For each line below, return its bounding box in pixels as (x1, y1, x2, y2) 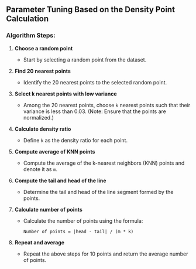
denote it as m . (23, 165, 57, 172)
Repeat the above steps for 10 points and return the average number (23, 250, 188, 257)
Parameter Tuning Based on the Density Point (6, 5, 176, 15)
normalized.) (23, 114, 54, 121)
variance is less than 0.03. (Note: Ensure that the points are (23, 108, 167, 115)
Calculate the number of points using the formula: (23, 217, 143, 224)
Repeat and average (14, 239, 65, 246)
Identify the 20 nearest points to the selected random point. (23, 79, 167, 86)
